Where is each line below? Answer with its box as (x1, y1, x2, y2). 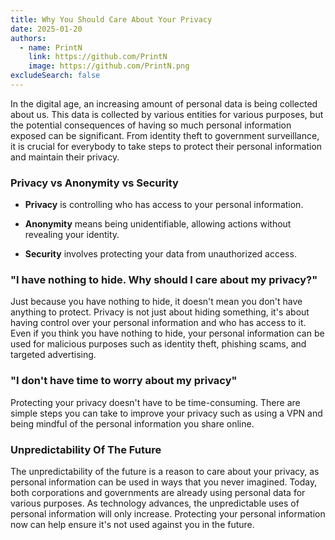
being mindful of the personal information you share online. (10, 417, 255, 430)
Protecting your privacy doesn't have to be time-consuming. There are (10, 396, 301, 408)
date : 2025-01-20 (10, 24, 83, 34)
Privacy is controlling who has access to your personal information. (24, 199, 304, 211)
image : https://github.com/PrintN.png (28, 61, 190, 71)
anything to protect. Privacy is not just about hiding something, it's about (10, 306, 310, 318)
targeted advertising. (10, 349, 97, 361)
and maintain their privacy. (10, 151, 120, 163)
